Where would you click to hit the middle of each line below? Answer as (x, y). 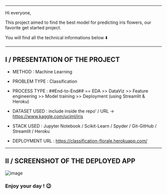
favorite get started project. (33, 28)
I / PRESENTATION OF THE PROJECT (63, 60)
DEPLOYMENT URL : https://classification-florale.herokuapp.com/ (80, 141)
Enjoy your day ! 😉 (28, 186)
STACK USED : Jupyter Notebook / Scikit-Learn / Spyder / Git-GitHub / (84, 126)
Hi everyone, (18, 13)
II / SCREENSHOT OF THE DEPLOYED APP (70, 161)
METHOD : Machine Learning (42, 71)
